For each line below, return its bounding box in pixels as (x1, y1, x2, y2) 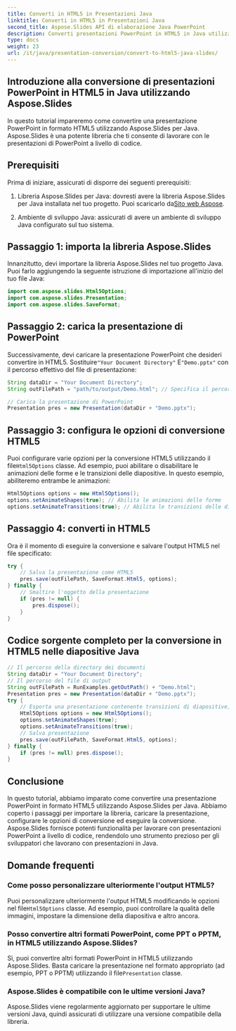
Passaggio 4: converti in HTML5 (7, 523, 151, 535)
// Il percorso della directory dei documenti (7, 664, 146, 672)
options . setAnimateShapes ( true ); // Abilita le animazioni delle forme (7, 496, 221, 504)
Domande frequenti (7, 859, 95, 871)
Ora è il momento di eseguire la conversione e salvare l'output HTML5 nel (7, 541, 220, 550)
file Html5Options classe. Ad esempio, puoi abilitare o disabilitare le (7, 462, 199, 470)
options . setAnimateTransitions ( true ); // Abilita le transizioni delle (7, 503, 221, 510)
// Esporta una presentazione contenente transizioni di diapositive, (20, 703, 231, 710)
